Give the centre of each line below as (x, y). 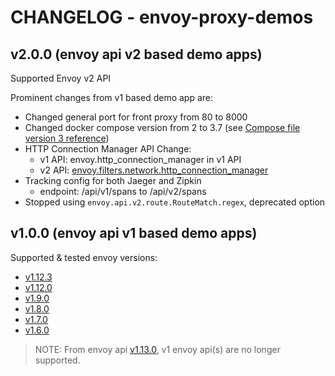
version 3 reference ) (67, 138)
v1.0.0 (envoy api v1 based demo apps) (134, 233)
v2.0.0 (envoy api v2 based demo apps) (136, 54)
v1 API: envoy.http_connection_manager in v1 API (140, 159)
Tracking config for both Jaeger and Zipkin (113, 180)
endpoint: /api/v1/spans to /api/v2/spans (123, 191)
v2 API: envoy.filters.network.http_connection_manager (154, 170)
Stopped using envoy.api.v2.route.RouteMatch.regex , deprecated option (175, 202)
